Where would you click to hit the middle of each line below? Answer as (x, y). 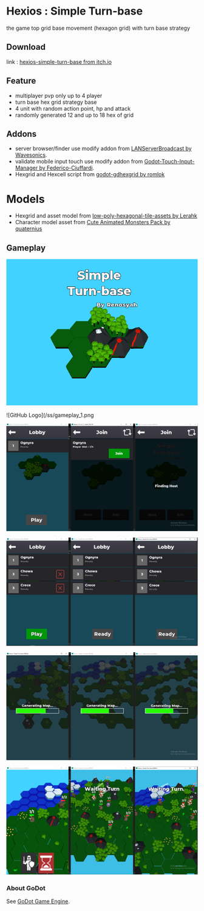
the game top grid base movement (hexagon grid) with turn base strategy (98, 28)
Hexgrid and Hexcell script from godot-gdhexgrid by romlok (90, 174)
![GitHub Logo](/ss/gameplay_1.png (50, 415)
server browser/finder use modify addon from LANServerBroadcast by (104, 149)
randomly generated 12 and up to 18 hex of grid (74, 115)
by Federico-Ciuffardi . (67, 168)
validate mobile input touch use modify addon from (79, 162)
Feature (21, 81)
